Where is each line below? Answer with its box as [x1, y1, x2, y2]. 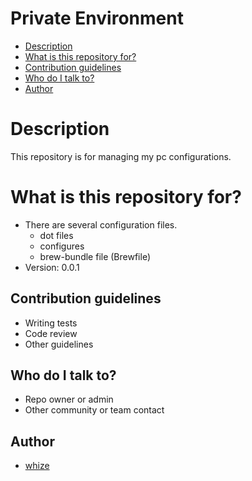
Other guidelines [24, 338, 94, 350]
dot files [39, 229, 74, 241]
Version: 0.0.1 [24, 261, 80, 273]
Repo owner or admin [24, 393, 114, 406]
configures [39, 240, 85, 252]
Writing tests [24, 317, 78, 329]
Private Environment [10, 7, 184, 30]
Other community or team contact [24, 404, 165, 416]
